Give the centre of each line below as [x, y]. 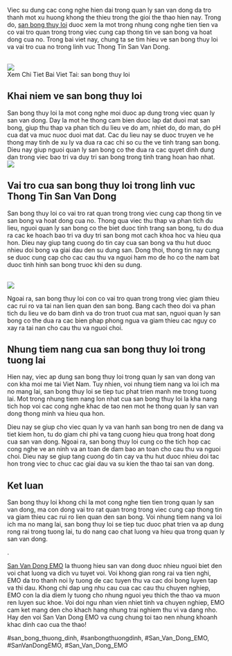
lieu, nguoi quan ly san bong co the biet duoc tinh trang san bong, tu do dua [115, 228]
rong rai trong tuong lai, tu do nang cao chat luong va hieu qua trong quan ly [116, 531]
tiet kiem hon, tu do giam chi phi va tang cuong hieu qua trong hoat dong [111, 435]
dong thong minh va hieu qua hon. [56, 414]
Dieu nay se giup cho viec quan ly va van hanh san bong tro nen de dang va [115, 427]
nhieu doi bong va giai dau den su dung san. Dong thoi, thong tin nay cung [114, 250]
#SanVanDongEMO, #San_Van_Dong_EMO [68, 646]
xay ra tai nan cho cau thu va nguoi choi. [65, 327]
